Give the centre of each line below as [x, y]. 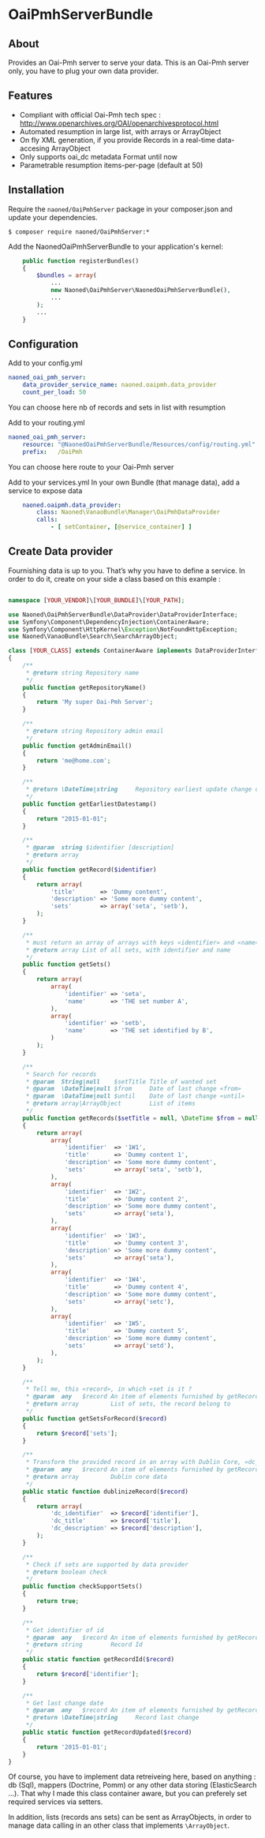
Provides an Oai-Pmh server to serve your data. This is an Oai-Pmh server [129, 62]
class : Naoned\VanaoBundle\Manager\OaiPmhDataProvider [129, 512]
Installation [36, 190]
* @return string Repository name [82, 672]
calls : [47, 520]
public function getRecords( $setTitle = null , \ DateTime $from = [132, 1118]
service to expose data [45, 490]
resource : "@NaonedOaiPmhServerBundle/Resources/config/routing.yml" [139, 444]
